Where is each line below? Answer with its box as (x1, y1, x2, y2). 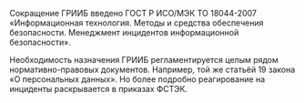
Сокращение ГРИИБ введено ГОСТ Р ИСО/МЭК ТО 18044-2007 (9, 8, 258, 18)
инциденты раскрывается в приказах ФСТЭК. (9, 84, 188, 94)
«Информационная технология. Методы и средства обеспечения (9, 17, 264, 28)
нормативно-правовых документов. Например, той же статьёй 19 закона (9, 64, 296, 75)
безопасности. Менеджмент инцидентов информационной (9, 27, 239, 37)
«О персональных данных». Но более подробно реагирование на (9, 74, 266, 85)
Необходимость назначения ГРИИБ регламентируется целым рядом (9, 55, 279, 65)
